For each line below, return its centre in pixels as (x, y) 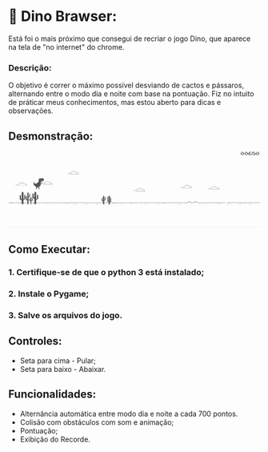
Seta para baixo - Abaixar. (63, 369)
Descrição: (30, 67)
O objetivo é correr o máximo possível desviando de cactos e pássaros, (126, 85)
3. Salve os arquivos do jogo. (65, 316)
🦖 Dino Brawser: (63, 16)
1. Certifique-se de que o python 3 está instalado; (106, 272)
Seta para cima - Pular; (58, 361)
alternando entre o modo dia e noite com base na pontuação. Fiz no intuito (131, 94)
